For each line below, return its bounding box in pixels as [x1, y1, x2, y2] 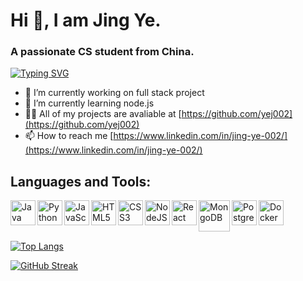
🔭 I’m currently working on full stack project [24, 87, 205, 99]
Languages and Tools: [10, 173, 152, 190]
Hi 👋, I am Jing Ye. [10, 9, 162, 32]
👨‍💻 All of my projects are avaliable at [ [24, 108, 182, 120]
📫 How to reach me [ [24, 130, 114, 142]
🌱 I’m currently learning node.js [24, 97, 155, 109]
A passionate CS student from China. [10, 45, 195, 59]
